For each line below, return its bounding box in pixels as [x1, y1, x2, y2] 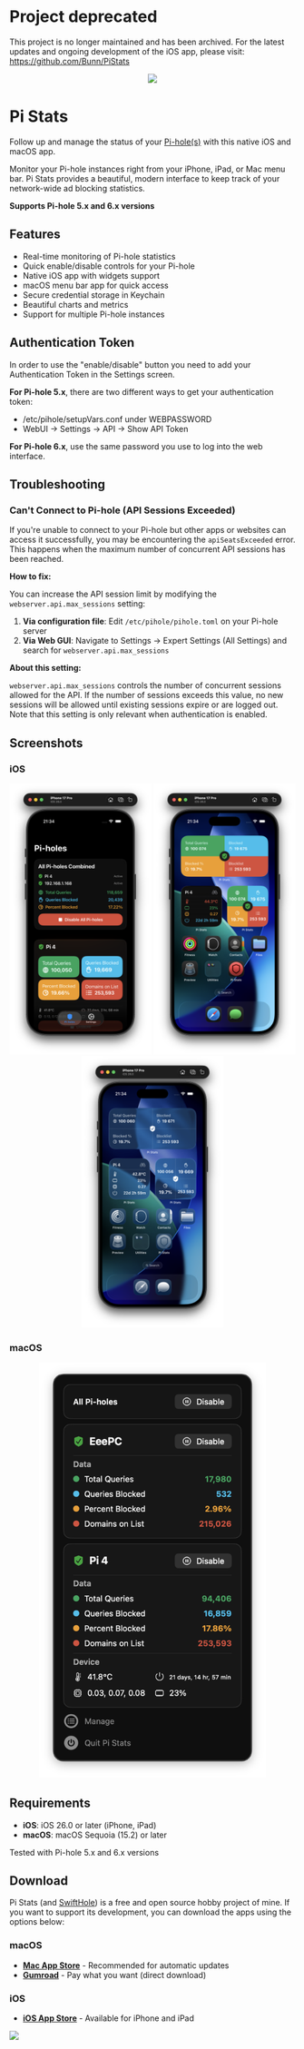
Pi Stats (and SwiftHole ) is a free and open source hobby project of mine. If [9, 1897, 290, 1908]
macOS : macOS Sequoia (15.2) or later [22, 1829, 168, 1840]
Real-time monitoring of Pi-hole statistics [22, 251, 176, 261]
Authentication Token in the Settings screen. [9, 369, 175, 379]
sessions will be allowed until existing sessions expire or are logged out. [9, 699, 279, 710]
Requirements [9, 1796, 91, 1811]
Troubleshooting [9, 477, 106, 492]
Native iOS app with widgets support [22, 270, 161, 281]
